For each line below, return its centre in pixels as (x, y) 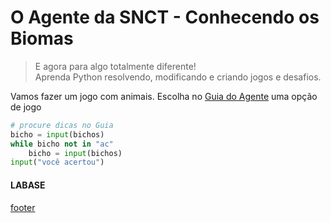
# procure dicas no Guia (62, 125)
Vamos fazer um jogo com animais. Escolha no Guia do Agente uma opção (164, 96)
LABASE (28, 185)
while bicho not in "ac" (62, 144)
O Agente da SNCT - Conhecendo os (165, 17)
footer (23, 207)
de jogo (26, 107)
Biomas (42, 38)
